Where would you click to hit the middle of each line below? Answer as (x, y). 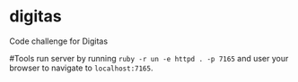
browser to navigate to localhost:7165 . (81, 68)
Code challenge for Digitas (59, 41)
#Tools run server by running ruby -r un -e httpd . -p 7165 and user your (149, 58)
